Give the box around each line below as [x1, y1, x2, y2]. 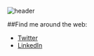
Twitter [17, 34, 39, 42]
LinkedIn [17, 41, 43, 49]
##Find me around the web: [7, 20, 88, 28]
